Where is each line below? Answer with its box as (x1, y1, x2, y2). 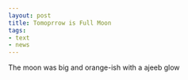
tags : (8, 26, 26, 34)
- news (8, 41, 30, 49)
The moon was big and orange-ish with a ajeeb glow (8, 63, 180, 72)
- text (8, 33, 30, 42)
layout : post (8, 11, 52, 20)
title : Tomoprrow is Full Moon (8, 19, 112, 27)
